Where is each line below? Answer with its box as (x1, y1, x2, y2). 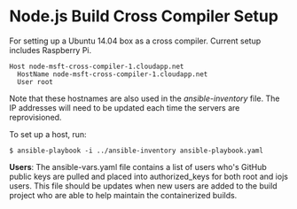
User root (17, 77, 53, 86)
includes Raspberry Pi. (9, 44, 92, 55)
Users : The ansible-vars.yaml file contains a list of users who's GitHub (9, 161, 268, 172)
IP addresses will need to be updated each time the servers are (9, 102, 240, 112)
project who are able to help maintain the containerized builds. (9, 190, 238, 200)
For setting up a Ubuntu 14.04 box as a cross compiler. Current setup (9, 35, 262, 46)
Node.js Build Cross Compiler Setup (9, 6, 279, 27)
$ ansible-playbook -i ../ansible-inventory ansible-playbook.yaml (9, 146, 264, 155)
